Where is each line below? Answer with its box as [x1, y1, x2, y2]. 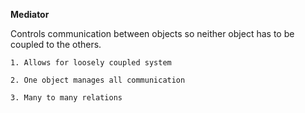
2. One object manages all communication [10, 75, 186, 85]
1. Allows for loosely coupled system [10, 58, 172, 68]
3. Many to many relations [10, 93, 123, 103]
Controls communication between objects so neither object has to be [10, 28, 295, 39]
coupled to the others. [10, 39, 102, 50]
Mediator [10, 9, 50, 20]
